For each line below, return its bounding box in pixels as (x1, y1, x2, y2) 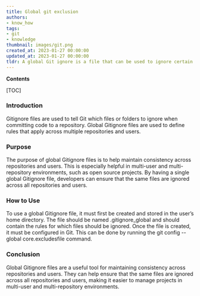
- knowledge (6, 36, 36, 42)
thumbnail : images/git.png (6, 42, 73, 48)
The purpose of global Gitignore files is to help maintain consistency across (6, 156, 192, 164)
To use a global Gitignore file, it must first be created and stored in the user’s (6, 210, 194, 217)
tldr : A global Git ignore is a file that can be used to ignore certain (6, 58, 193, 64)
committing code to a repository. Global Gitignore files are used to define (6, 121, 185, 128)
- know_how (6, 20, 33, 26)
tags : (6, 25, 20, 32)
